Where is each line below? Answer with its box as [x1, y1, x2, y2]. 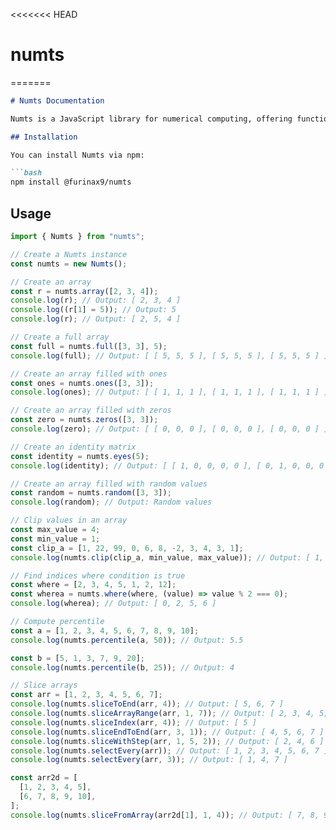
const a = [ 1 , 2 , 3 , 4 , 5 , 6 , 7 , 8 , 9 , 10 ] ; [10, 625, 200, 636]
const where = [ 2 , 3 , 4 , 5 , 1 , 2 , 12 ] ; [10, 580, 177, 590]
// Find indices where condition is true [10, 570, 186, 581]
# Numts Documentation [10, 95, 105, 106]
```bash [10, 168, 43, 178]
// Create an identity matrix [10, 442, 137, 452]
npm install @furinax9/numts [10, 177, 132, 188]
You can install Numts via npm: [10, 150, 145, 160]
